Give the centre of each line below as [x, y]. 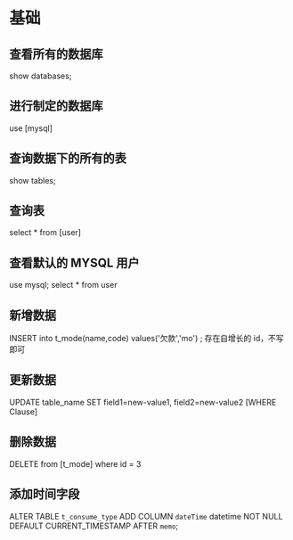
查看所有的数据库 [56, 54]
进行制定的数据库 [56, 106]
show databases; [41, 76]
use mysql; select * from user [63, 285]
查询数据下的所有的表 [68, 158]
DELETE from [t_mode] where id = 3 [75, 463]
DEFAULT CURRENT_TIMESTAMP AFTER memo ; [94, 526]
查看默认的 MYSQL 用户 [74, 262]
